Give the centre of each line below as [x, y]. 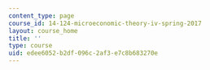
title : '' [25, 38]
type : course [31, 46]
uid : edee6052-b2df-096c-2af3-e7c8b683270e [83, 53]
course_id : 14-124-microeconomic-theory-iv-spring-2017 [105, 23]
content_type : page [42, 16]
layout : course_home [44, 31]
